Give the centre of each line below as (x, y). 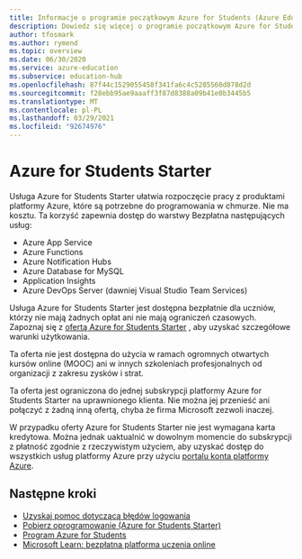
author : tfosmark (42, 34)
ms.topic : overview (46, 51)
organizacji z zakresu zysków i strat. (76, 373)
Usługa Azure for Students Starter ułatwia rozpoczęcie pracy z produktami (147, 196)
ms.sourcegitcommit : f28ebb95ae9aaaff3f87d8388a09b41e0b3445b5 (130, 93)
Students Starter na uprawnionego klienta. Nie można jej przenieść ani (140, 400)
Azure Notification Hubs (67, 261)
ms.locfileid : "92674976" (58, 127)
